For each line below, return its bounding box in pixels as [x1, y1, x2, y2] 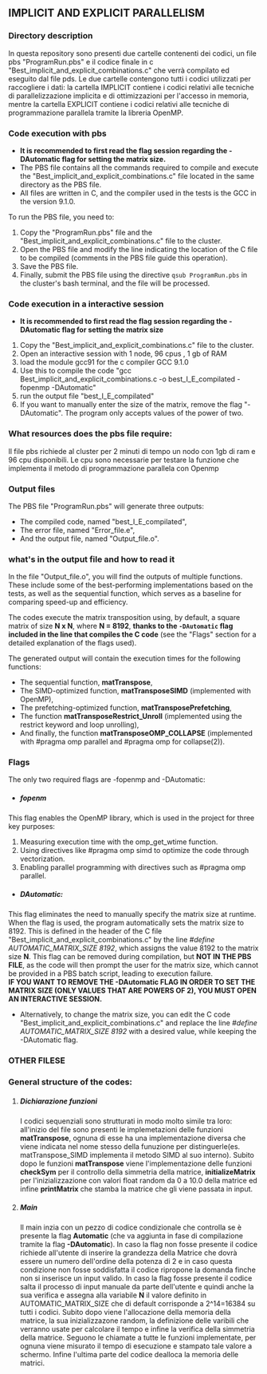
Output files [8, 483, 56, 494]
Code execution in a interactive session [8, 298, 164, 310]
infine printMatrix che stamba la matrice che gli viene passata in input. [19, 1184, 253, 1194]
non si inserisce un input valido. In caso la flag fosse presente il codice [19, 1273, 253, 1283]
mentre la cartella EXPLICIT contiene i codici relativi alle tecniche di [8, 99, 230, 109]
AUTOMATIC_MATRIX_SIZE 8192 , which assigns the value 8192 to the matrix [8, 943, 259, 953]
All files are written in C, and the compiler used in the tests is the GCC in [19, 188, 257, 198]
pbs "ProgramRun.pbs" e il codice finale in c [8, 57, 154, 66]
